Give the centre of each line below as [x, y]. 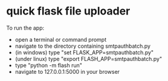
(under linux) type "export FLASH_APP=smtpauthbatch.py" [88, 59]
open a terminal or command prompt [61, 39]
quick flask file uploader [68, 11]
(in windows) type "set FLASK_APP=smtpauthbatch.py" [84, 52]
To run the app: [25, 28]
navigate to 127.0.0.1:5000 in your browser [67, 71]
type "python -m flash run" [49, 65]
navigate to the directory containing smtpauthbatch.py [83, 46]
